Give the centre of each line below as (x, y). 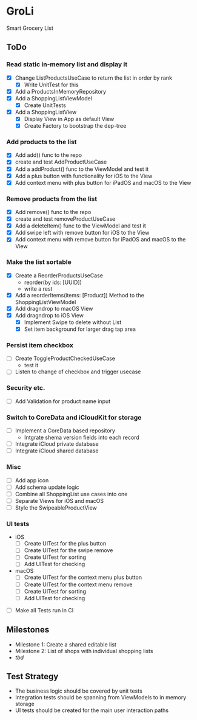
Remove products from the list (52, 199)
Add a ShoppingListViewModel (54, 98)
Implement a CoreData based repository (65, 431)
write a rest (38, 289)
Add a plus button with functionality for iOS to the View (84, 176)
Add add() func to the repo (48, 155)
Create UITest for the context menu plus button (83, 577)
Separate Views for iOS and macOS (59, 500)
